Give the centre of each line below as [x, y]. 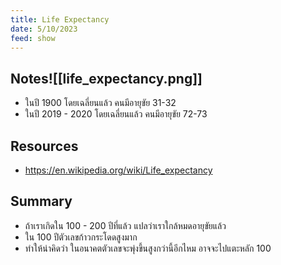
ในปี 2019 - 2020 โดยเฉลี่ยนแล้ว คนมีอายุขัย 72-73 [116, 114]
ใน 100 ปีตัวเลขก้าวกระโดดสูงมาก [81, 237]
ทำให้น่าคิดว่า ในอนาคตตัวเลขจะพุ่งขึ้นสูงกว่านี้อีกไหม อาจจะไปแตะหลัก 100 [148, 248]
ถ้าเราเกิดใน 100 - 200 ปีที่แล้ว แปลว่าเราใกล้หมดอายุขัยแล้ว [125, 225]
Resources [44, 146]
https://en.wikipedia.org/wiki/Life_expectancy [118, 170]
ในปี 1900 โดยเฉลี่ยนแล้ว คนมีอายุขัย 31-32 [100, 103]
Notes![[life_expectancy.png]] [106, 78]
